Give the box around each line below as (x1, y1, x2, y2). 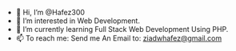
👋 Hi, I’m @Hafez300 (15, 8, 86, 17)
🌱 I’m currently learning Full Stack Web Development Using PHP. (15, 25, 229, 33)
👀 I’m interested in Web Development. (15, 16, 140, 25)
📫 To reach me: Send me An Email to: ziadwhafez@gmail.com (15, 33, 222, 43)
